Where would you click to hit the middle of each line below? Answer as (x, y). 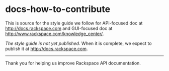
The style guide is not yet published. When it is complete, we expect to (78, 43)
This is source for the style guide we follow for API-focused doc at (74, 23)
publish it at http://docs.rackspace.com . (47, 48)
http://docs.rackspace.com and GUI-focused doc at (59, 28)
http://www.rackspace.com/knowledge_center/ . (55, 33)
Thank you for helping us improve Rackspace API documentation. (73, 63)
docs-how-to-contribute (58, 9)
